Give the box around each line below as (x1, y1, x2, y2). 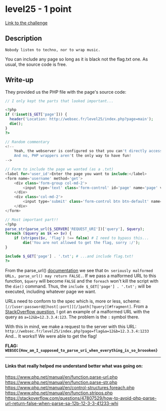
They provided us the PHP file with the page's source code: (5, 89, 126, 95)
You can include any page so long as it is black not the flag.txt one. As (5, 56, 148, 62)
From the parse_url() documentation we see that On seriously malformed (5, 267, 153, 273)
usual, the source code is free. (5, 61, 67, 67)
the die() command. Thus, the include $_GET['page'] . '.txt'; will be (5, 283, 152, 289)
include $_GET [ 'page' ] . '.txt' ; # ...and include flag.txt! (5, 254, 134, 259)
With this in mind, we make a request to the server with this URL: (5, 323, 137, 329)
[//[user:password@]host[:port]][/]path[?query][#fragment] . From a (5, 303, 148, 309)
